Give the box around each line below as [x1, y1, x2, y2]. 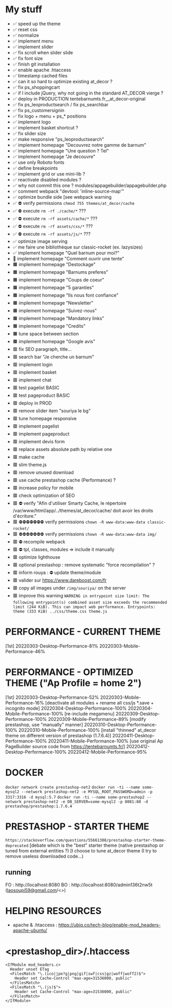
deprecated [5, 843, 29, 848]
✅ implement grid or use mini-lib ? [12, 170, 86, 177]
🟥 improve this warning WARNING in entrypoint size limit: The [12, 592, 150, 599]
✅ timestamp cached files [12, 72, 68, 79]
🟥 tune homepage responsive [12, 415, 77, 422]
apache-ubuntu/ [12, 927, 47, 934]
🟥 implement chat [12, 376, 52, 383]
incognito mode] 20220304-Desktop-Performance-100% [5, 705, 127, 711]
